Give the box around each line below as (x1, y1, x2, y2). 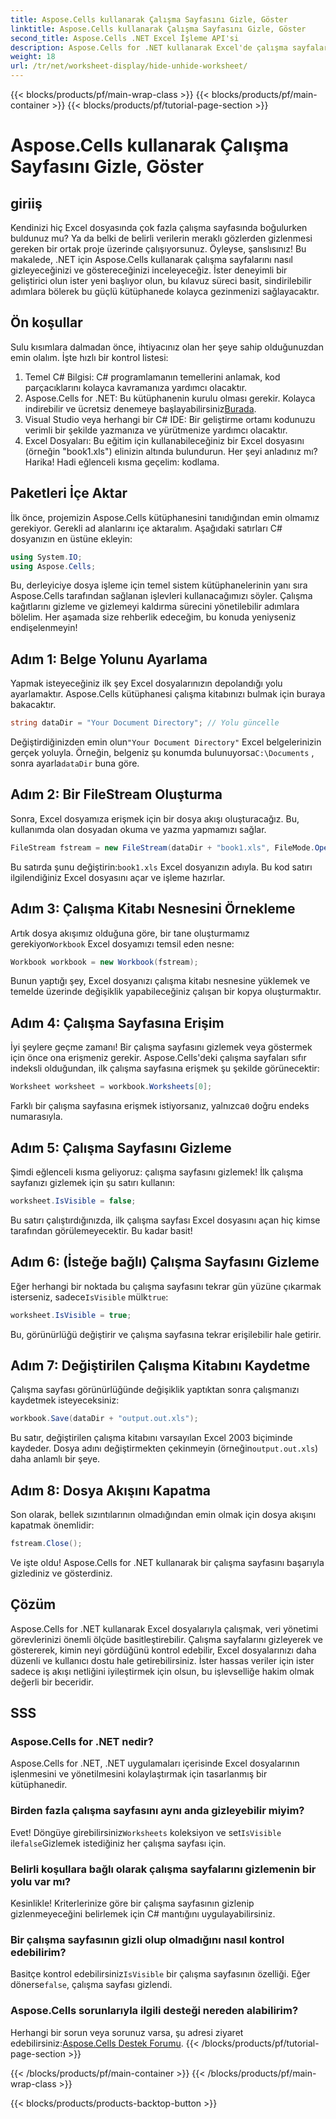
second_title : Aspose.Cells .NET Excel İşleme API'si (10, 33, 240, 43)
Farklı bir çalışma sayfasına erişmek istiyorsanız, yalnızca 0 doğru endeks (10, 1100, 310, 1112)
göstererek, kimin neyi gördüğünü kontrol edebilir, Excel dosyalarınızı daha (10, 1644, 317, 1656)
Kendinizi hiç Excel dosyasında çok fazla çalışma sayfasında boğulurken (10, 222, 308, 233)
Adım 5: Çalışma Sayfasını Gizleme (10, 1139, 232, 1156)
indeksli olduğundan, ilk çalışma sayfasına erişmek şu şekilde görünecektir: (10, 1062, 320, 1075)
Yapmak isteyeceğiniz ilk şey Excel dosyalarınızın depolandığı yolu (10, 677, 283, 690)
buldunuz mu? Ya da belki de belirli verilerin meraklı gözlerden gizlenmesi (10, 232, 313, 244)
